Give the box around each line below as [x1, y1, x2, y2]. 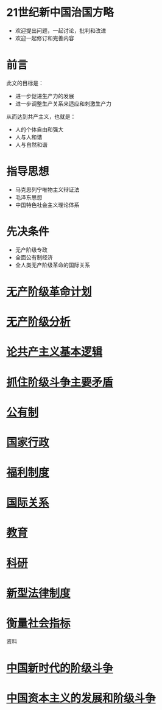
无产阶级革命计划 [6, 284, 93, 298]
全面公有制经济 [15, 253, 53, 261]
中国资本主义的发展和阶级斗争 [6, 692, 157, 705]
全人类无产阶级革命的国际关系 [15, 261, 90, 269]
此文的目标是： [6, 79, 44, 86]
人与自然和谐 [15, 141, 48, 148]
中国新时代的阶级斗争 [6, 661, 114, 675]
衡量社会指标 [6, 616, 71, 630]
